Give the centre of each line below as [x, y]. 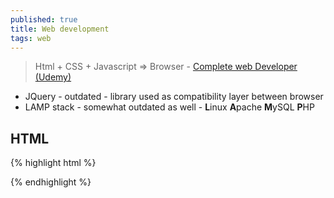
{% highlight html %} [53, 163]
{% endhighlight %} [51, 182]
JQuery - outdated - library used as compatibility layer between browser [174, 97]
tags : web [31, 38]
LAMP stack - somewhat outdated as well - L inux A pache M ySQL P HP [169, 107]
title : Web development [60, 29]
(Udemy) [53, 77]
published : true [44, 19]
